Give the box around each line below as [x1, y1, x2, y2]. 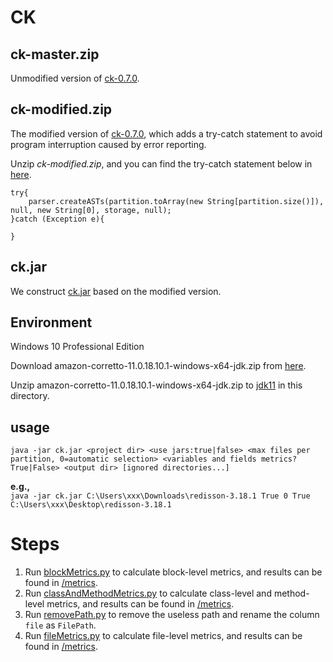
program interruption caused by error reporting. [10, 138, 207, 150]
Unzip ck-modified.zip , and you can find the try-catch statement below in [10, 157, 313, 170]
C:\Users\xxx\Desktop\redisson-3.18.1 [10, 500, 172, 510]
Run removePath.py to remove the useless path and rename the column [24, 609, 320, 621]
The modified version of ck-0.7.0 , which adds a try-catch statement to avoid [10, 127, 323, 140]
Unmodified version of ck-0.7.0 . [10, 72, 140, 84]
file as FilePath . [24, 619, 97, 631]
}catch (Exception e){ [10, 214, 105, 224]
